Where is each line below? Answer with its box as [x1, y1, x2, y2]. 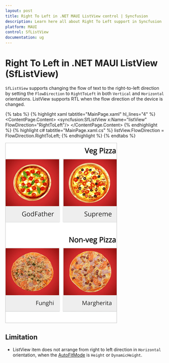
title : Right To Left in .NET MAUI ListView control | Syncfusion [5, 13, 148, 19]
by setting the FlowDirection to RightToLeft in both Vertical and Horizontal [5, 90, 164, 96]
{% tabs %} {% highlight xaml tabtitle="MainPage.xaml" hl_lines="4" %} [5, 111, 156, 117]
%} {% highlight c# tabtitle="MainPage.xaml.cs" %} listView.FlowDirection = [5, 127, 164, 133]
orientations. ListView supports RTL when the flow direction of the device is [5, 95, 163, 102]
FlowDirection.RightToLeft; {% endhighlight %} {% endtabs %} [5, 133, 136, 139]
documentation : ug [5, 35, 44, 40]
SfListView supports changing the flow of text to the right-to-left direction [5, 85, 159, 91]
